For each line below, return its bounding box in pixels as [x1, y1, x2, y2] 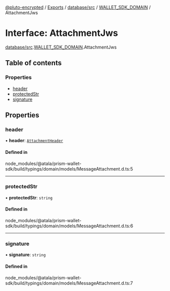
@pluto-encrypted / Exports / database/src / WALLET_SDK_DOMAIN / [5, 5, 151, 10]
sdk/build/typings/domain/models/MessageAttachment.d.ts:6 [5, 223, 133, 229]
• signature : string [5, 252, 46, 258]
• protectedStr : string [5, 194, 53, 200]
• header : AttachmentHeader [5, 138, 63, 144]
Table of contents [5, 59, 62, 67]
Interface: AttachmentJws [5, 27, 118, 39]
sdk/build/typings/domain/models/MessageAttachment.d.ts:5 [5, 165, 133, 172]
